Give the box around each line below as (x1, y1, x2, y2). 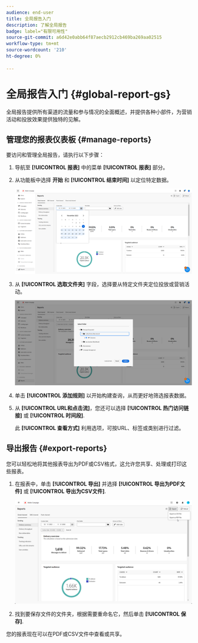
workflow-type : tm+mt (6, 41, 60, 47)
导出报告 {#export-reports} (6, 444, 107, 454)
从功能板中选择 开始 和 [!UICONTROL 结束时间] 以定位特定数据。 (14, 176, 172, 183)
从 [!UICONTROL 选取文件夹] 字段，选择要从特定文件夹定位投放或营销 (14, 280, 184, 287)
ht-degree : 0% (6, 53, 41, 59)
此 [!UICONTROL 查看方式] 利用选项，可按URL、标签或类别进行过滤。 (14, 424, 184, 431)
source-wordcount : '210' (6, 47, 67, 53)
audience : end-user (6, 9, 54, 15)
